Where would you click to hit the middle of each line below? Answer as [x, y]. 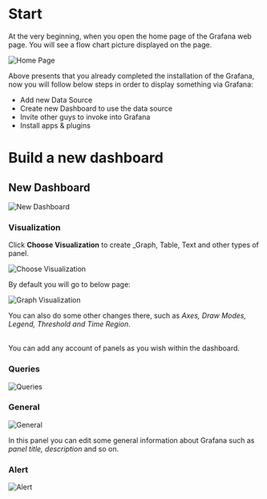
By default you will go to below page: [69, 285]
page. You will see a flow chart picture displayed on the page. [110, 44]
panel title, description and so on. [63, 448]
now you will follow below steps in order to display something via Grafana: [131, 84]
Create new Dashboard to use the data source [96, 108]
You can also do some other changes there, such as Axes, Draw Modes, [127, 316]
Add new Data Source [56, 99]
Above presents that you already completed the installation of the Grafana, [131, 75]
